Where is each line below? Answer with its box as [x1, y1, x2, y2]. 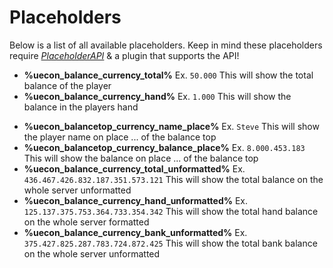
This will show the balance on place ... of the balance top [23, 152, 259, 164]
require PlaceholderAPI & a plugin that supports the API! [9, 49, 240, 61]
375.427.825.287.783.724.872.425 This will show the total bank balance [23, 237, 318, 249]
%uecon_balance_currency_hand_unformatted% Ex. [23, 194, 249, 206]
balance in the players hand [23, 101, 139, 113]
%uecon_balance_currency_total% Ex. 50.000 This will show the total [23, 69, 314, 81]
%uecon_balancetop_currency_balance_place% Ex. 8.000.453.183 [23, 141, 306, 153]
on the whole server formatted [23, 216, 150, 228]
